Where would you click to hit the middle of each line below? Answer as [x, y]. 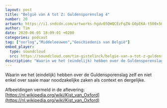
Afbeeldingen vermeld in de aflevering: [45, 90]
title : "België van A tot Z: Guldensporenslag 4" [58, 14]
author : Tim [17, 28]
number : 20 [16, 19]
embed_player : [20, 47]
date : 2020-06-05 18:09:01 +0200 [40, 33]
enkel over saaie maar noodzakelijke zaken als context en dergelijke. [75, 80]
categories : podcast [27, 38]
